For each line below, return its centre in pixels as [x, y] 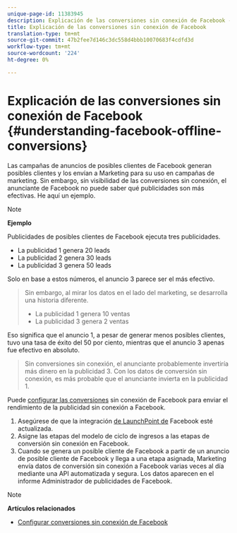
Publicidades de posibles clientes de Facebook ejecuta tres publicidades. [114, 236]
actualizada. [35, 429]
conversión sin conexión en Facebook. [74, 443]
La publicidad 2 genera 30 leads [64, 258]
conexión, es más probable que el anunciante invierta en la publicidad [126, 378]
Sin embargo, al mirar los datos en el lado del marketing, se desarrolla [126, 292]
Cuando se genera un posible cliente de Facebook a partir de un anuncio [123, 451]
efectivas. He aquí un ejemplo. [51, 196]
